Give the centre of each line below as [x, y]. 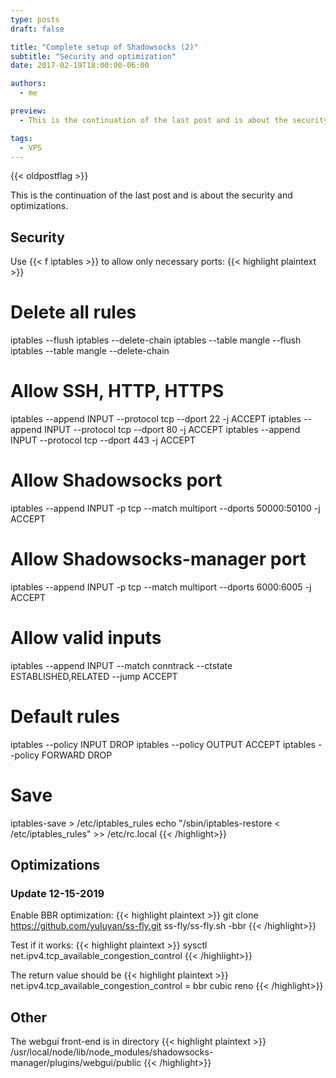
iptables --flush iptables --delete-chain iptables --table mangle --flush [156, 340]
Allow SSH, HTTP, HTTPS [117, 391]
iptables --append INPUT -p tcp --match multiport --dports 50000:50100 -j [165, 508]
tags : [21, 138]
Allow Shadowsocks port [116, 480]
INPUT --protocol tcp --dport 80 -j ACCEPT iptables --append [172, 430]
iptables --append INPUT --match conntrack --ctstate [121, 665]
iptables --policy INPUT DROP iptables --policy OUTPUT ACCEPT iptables [163, 744]
